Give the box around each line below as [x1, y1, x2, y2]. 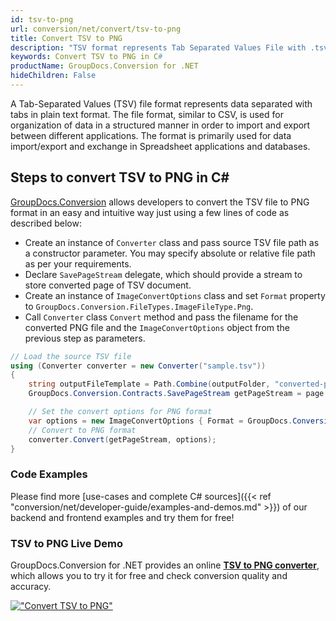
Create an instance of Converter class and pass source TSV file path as [24, 236, 320, 248]
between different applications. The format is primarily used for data [10, 129, 292, 141]
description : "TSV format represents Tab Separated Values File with [10, 42, 307, 53]
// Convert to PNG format [28, 425, 137, 435]
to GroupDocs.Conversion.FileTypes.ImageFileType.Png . [24, 300, 254, 312]
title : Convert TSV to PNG [10, 33, 123, 43]
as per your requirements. [24, 257, 132, 270]
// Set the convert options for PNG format [28, 407, 213, 417]
